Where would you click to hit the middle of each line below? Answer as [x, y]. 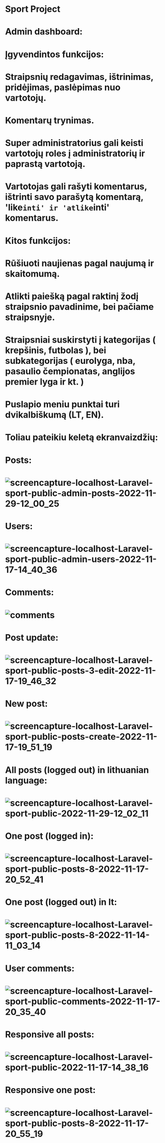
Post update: [32, 637]
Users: [19, 526]
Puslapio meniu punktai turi [62, 405]
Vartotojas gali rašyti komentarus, [76, 187]
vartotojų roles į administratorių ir [75, 154]
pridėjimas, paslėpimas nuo [63, 87]
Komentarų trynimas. [50, 120]
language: [26, 780]
